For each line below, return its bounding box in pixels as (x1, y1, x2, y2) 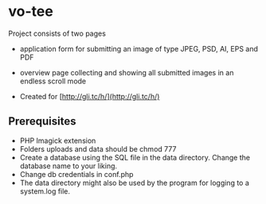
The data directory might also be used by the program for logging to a (19, 178, 249, 187)
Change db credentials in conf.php (19, 169, 134, 179)
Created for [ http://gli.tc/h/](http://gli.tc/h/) (19, 91, 160, 101)
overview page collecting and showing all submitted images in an (19, 67, 234, 77)
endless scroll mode (19, 76, 87, 86)
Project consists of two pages (8, 29, 106, 38)
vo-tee (8, 2, 53, 21)
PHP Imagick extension (19, 136, 96, 145)
